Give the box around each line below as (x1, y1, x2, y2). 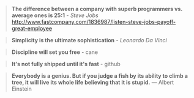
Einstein (11, 85, 32, 92)
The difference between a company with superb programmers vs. (11, 6, 183, 12)
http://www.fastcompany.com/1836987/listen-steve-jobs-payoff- (11, 18, 176, 25)
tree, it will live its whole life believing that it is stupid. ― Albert (11, 79, 174, 86)
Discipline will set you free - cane (11, 48, 99, 56)
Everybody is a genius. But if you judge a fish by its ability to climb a (11, 72, 188, 79)
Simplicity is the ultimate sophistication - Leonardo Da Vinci (11, 37, 167, 43)
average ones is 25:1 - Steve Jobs (11, 12, 99, 19)
